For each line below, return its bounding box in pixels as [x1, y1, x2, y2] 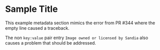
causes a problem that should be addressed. [5, 40, 97, 46]
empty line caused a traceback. [5, 25, 70, 31]
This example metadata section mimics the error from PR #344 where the [5, 20, 155, 26]
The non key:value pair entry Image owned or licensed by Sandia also [5, 35, 149, 41]
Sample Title [5, 3, 58, 15]
